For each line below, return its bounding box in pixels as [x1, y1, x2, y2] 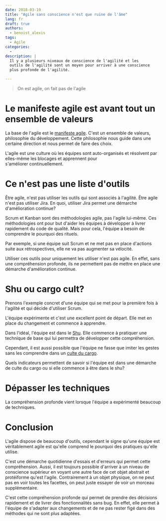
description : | [5, 53, 37, 59]
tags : [5, 35, 16, 40]
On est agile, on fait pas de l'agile [17, 86, 86, 91]
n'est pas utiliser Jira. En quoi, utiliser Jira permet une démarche [5, 200, 138, 206]
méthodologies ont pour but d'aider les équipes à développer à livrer [5, 220, 146, 226]
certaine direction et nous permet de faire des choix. [5, 140, 113, 146]
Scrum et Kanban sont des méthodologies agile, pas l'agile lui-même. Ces [5, 215, 157, 221]
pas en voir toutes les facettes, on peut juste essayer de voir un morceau [5, 479, 155, 486]
